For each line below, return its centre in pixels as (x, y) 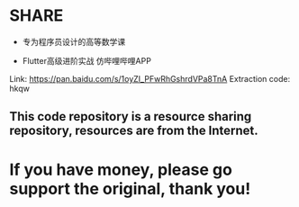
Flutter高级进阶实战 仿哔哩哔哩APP (86, 60)
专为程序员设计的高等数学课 (74, 41)
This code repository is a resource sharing (131, 117)
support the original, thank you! (130, 189)
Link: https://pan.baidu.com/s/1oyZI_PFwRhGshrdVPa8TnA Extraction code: (150, 78)
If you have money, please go (121, 170)
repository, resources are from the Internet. (134, 131)
